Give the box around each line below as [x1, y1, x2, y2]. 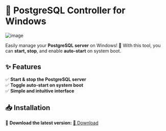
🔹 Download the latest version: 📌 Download [5, 120, 99, 126]
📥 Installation [5, 103, 51, 112]
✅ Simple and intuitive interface [5, 88, 75, 94]
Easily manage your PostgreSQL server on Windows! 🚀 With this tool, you [5, 42, 161, 48]
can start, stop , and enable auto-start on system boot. [5, 48, 122, 54]
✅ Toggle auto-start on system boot [5, 82, 83, 88]
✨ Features [5, 62, 41, 71]
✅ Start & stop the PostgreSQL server [5, 76, 86, 82]
